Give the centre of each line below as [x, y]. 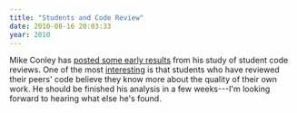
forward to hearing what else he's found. [85, 99]
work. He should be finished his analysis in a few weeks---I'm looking [140, 89]
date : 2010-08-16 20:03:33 [60, 26]
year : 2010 [30, 34]
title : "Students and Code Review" [77, 18]
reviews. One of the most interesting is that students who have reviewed [144, 70]
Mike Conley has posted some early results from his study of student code [149, 61]
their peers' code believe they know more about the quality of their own [144, 80]
